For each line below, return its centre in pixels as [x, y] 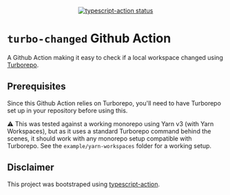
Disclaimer [31, 168]
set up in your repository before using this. [67, 110]
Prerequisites [36, 86]
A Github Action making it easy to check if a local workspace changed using [115, 57]
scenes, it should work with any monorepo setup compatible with [100, 138]
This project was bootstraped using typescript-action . [84, 184]
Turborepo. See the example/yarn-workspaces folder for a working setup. [109, 145]
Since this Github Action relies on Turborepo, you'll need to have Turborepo [114, 103]
